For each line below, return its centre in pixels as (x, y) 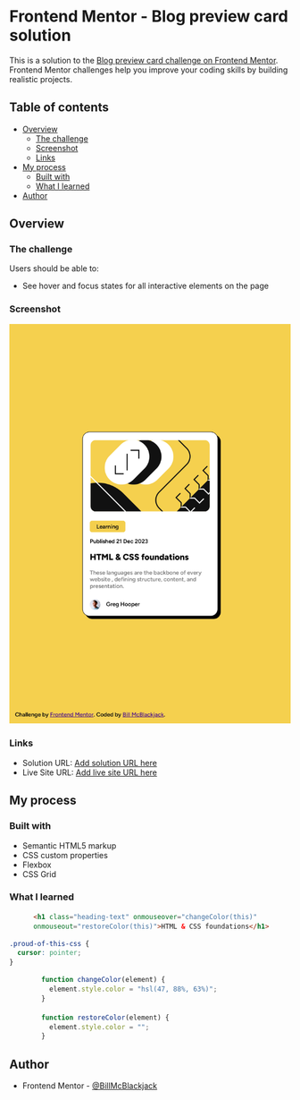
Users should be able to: (54, 269)
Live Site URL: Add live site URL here (90, 772)
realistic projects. (41, 79)
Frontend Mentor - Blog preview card (149, 17)
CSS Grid (39, 874)
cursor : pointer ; (50, 953)
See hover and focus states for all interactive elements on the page (146, 286)
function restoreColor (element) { (105, 1018)
